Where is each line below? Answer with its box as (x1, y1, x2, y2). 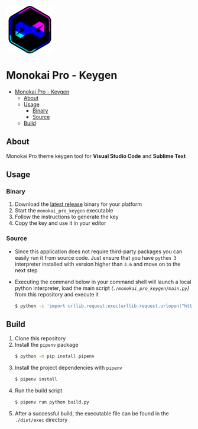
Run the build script (14, 387, 63, 394)
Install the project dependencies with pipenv (14, 364, 122, 372)
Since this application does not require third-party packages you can (14, 248, 183, 255)
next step (14, 266, 38, 274)
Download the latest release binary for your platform (14, 201, 142, 208)
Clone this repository (14, 335, 66, 342)
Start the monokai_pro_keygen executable (14, 207, 113, 214)
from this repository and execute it (14, 291, 99, 298)
